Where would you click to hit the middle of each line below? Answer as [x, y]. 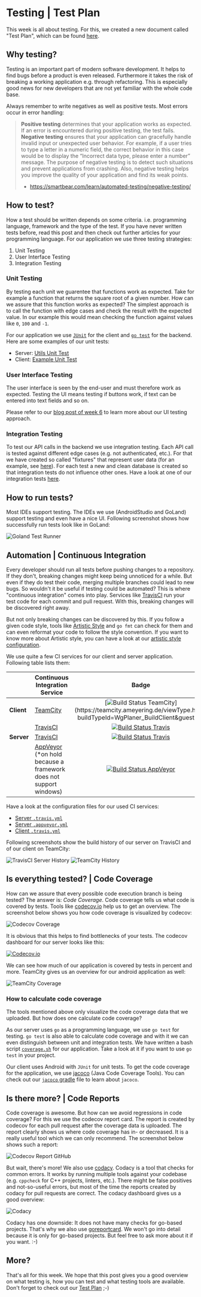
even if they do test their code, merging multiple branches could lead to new [100, 582]
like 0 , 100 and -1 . [28, 323]
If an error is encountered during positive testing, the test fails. [98, 130]
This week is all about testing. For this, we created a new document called [97, 29]
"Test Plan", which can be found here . [53, 35]
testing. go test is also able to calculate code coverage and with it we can [98, 1036]
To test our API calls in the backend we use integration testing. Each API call [100, 447]
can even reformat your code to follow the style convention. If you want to [98, 632]
